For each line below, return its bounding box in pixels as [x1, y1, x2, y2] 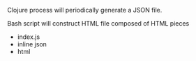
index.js [17, 33, 40, 41]
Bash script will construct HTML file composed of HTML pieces [7, 19, 190, 27]
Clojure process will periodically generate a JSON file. [7, 6, 163, 14]
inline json [17, 40, 47, 48]
